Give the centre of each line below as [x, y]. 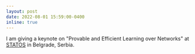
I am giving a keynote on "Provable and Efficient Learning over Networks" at [98, 39]
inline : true [22, 22]
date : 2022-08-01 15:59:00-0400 [45, 17]
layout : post [22, 11]
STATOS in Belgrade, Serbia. [40, 45]
